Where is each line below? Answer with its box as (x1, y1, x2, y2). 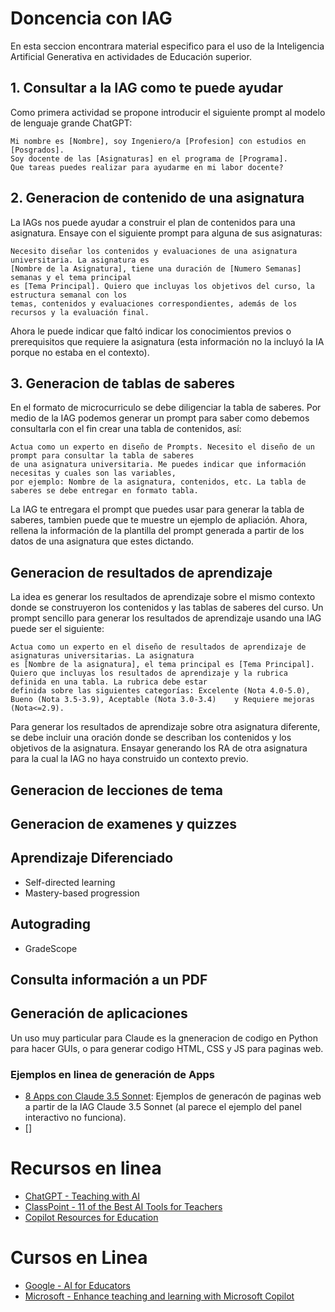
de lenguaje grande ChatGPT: (10, 117, 133, 129)
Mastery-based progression (24, 887, 140, 899)
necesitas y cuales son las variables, (10, 468, 177, 479)
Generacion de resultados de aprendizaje (10, 564, 273, 581)
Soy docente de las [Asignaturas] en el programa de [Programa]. (10, 153, 288, 164)
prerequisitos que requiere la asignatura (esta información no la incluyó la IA (10, 335, 325, 347)
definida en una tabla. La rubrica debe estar (10, 677, 208, 687)
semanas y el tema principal (10, 272, 132, 282)
